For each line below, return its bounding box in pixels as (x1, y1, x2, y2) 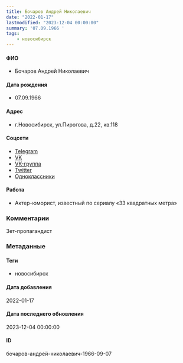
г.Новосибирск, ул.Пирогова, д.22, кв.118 (14, 121, 118, 128)
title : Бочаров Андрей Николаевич (6, 8, 91, 15)
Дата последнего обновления (6, 310, 84, 317)
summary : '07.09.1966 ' (6, 25, 65, 31)
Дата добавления (6, 284, 52, 291)
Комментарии (6, 214, 49, 222)
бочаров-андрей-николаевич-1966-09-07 (6, 350, 112, 358)
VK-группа (14, 160, 41, 167)
